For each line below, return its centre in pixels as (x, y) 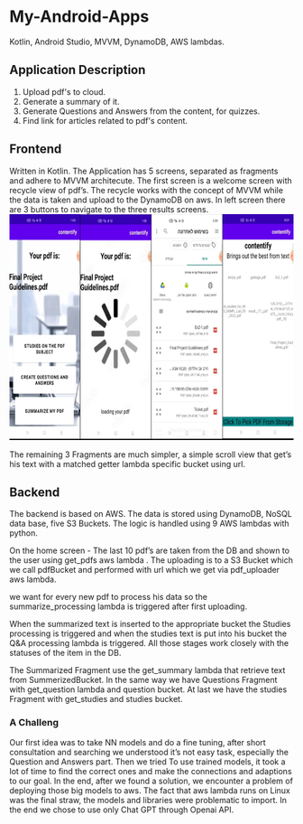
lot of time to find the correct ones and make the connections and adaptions (151, 771)
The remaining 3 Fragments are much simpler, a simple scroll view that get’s (151, 454)
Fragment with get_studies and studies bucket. (96, 699)
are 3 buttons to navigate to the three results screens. (109, 209)
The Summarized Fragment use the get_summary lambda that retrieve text (147, 670)
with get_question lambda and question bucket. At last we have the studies (148, 689)
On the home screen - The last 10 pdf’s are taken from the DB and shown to (150, 551)
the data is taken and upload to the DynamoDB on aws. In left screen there (147, 200)
